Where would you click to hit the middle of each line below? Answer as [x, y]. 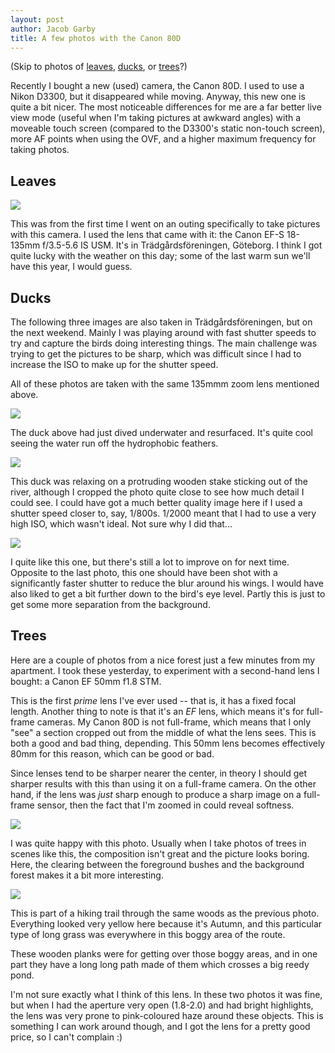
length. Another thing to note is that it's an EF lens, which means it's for [157, 711]
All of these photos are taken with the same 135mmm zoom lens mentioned [165, 384]
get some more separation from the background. [110, 604]
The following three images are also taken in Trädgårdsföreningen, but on [161, 322]
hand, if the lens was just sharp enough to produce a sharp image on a [156, 794]
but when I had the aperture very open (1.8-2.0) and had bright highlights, [162, 1005]
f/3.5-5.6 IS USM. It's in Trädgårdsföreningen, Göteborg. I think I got [182, 245]
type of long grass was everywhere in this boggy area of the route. [148, 934]
